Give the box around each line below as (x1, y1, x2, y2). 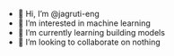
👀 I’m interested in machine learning (17, 18, 151, 28)
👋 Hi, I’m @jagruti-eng (17, 9, 100, 19)
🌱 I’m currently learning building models (17, 28, 166, 37)
